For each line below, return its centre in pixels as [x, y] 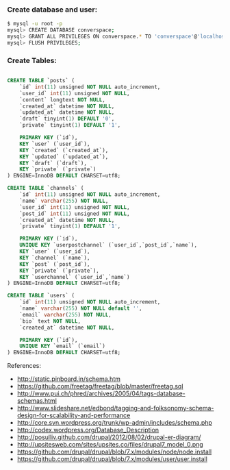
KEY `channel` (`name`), [55, 258]
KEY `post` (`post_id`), [55, 264]
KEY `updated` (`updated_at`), [64, 157]
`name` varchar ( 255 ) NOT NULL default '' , [81, 309]
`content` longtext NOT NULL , [63, 100]
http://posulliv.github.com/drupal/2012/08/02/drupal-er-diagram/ [109, 437]
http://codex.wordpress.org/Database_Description [88, 430]
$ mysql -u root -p [35, 24]
